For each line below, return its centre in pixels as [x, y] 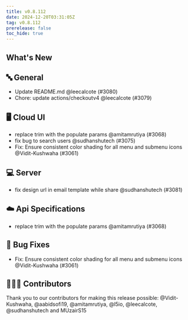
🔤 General [25, 77]
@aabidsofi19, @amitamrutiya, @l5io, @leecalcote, [96, 304]
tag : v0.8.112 [24, 22]
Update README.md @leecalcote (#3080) [66, 92]
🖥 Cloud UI [26, 117]
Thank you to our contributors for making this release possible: [83, 298]
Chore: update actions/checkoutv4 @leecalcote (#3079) [83, 98]
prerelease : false [29, 28]
